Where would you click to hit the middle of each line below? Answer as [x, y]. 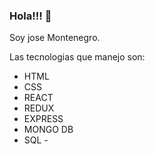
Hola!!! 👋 [30, 16]
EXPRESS [43, 119]
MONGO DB [48, 130]
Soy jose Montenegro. [55, 38]
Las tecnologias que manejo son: [77, 57]
